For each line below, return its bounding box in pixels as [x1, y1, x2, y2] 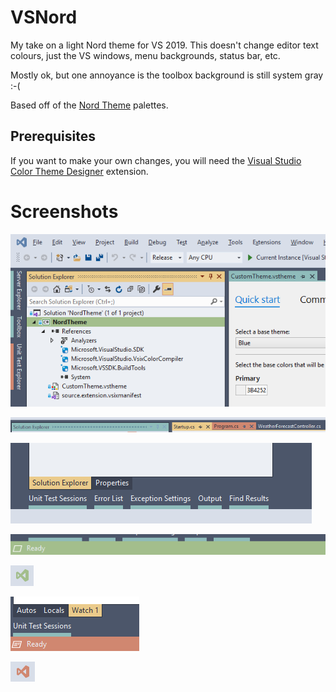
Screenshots [10, 200, 119, 223]
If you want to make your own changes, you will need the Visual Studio [10, 154, 302, 166]
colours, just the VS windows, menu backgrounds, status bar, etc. [10, 49, 281, 61]
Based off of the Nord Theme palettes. [10, 99, 169, 111]
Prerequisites [10, 128, 96, 145]
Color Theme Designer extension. [10, 165, 149, 177]
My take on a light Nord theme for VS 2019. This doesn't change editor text [10, 39, 319, 51]
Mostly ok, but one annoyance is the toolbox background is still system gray [10, 69, 324, 81]
